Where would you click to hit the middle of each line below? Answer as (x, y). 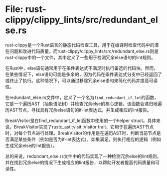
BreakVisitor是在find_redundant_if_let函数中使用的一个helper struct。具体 (81, 120)
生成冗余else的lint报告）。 (31, 145)
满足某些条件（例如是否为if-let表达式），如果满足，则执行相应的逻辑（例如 (85, 139)
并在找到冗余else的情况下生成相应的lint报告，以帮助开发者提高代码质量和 (80, 162)
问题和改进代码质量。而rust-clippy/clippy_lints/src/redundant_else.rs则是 (84, 51)
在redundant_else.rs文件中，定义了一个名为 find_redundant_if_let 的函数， (82, 97)
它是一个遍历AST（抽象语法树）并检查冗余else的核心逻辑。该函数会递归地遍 (83, 103)
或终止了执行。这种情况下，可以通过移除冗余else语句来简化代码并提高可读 (82, 80)
